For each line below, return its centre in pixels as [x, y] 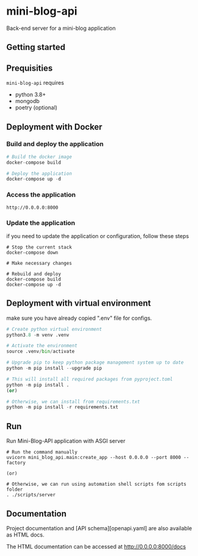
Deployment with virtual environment [79, 303]
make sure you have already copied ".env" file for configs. [79, 318]
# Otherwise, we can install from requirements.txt [73, 402]
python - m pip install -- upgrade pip [54, 368]
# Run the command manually [42, 452]
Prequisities [30, 68]
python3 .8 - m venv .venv [38, 335]
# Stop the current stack [39, 247]
